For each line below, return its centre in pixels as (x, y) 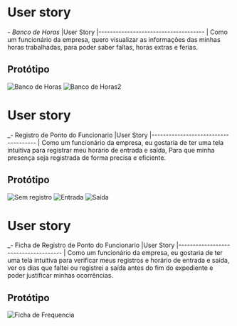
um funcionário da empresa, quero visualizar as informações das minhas (114, 39)
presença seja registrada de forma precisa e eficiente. (86, 158)
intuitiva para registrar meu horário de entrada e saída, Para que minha (111, 150)
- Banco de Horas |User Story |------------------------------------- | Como (117, 32)
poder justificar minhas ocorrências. (60, 276)
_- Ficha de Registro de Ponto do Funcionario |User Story (91, 245)
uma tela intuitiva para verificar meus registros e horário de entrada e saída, (118, 261)
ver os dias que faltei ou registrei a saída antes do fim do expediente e (110, 268)
